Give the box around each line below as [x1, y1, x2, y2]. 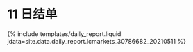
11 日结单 [7, 6, 58, 22]
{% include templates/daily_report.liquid [7, 29, 121, 38]
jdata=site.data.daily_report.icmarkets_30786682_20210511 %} [7, 37, 186, 45]
